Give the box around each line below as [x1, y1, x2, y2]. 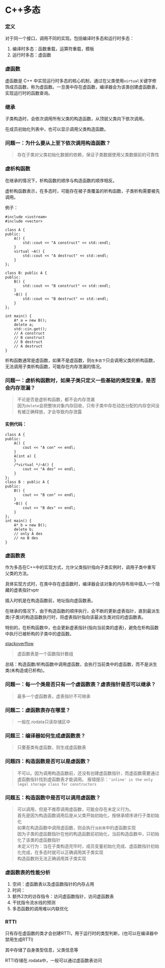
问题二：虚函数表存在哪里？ [5, 706, 71, 713]
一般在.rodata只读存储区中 [17, 719, 71, 725]
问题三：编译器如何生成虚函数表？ [5, 732, 86, 739]
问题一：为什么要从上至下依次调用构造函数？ [5, 140, 111, 146]
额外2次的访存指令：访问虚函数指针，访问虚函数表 [12, 894, 114, 900]
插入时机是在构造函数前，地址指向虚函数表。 [5, 598, 96, 603]
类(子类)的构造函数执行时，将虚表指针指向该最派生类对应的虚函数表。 [5, 614, 146, 620]
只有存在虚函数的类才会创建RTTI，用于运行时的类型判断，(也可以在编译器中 [5, 930, 158, 936]
